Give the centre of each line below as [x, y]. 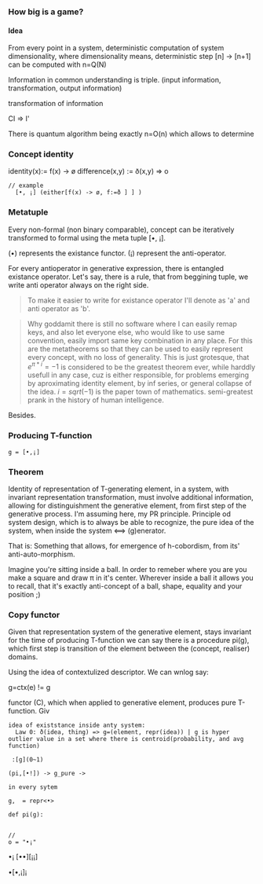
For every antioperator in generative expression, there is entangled [116, 268]
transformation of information [56, 104]
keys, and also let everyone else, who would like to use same [126, 332]
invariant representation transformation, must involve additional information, [131, 497]
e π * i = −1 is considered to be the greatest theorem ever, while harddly [141, 366]
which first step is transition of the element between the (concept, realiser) [129, 649]
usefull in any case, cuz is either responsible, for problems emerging [138, 375]
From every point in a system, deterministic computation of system [116, 48]
